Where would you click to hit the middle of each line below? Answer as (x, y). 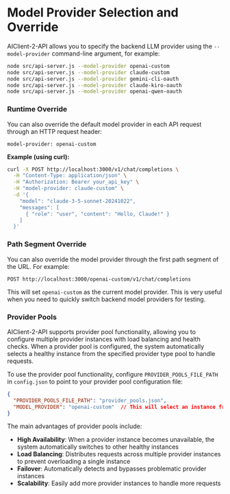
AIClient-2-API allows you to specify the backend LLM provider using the (110, 46)
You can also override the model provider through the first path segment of (113, 259)
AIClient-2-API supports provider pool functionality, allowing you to (102, 331)
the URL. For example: (38, 266)
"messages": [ (39, 207)
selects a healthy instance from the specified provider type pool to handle (111, 353)
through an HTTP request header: (55, 131)
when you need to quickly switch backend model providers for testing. (106, 299)
